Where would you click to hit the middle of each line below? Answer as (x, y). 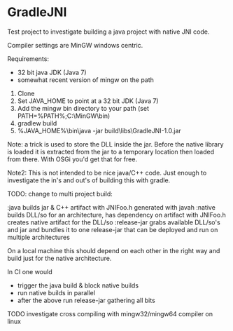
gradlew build (37, 123)
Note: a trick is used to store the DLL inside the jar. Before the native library (115, 144)
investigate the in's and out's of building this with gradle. (89, 180)
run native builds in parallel (56, 292)
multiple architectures (38, 237)
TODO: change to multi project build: (60, 194)
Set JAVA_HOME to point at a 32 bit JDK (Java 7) (88, 101)
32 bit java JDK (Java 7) (52, 72)
